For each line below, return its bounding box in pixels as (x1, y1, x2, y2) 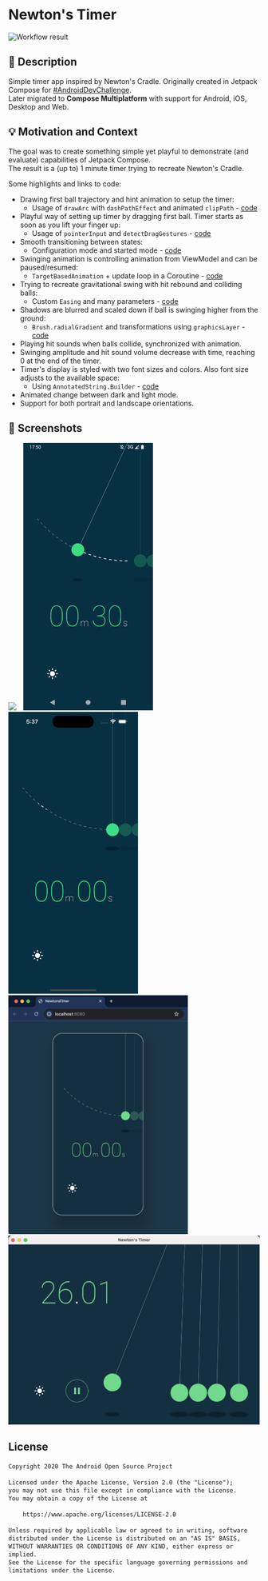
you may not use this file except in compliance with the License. (8, 1486, 238, 1495)
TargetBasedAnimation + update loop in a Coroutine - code (31, 270, 223, 281)
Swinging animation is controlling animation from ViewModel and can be (19, 254, 258, 263)
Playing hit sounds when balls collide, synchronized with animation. (19, 338, 242, 349)
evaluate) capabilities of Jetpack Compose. (8, 154, 152, 165)
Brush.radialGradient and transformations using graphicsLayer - (31, 321, 246, 331)
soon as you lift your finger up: (19, 220, 121, 230)
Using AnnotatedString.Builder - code (31, 381, 160, 391)
